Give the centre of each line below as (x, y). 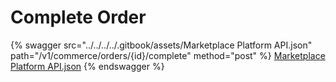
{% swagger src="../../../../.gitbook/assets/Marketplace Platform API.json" (161, 45)
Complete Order (78, 17)
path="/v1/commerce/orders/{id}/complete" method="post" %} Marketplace (168, 55)
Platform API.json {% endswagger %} (87, 66)
